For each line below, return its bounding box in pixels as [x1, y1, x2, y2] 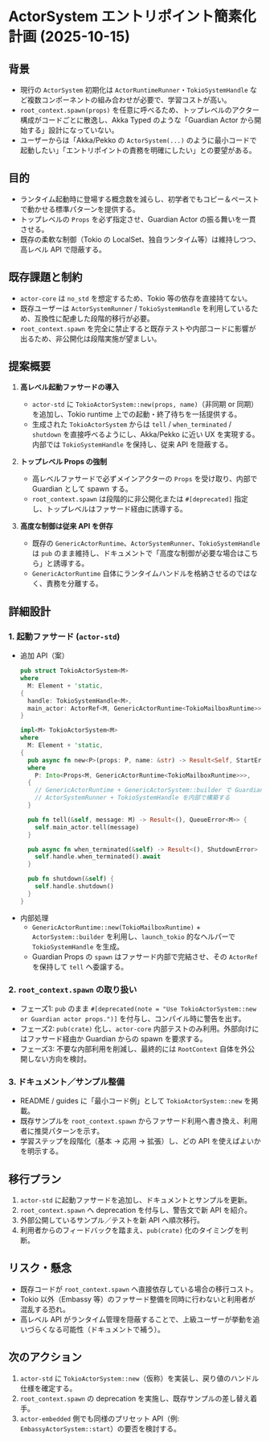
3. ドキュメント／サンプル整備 [8, 1076, 125, 1087]
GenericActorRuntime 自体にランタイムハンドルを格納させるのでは [31, 569, 251, 579]
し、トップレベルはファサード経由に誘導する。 [31, 505, 187, 514]
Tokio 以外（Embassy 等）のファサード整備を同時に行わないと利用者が [19, 1294, 256, 1304]
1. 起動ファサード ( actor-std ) [8, 630, 121, 642]
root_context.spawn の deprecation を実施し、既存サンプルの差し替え [19, 1393, 251, 1403]
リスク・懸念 [8, 1261, 72, 1275]
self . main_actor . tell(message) [35, 823, 140, 831]
